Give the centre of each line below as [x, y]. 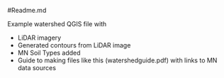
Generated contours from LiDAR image [74, 45]
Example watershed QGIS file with [57, 24]
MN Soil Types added [49, 53]
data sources [37, 68]
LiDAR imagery [39, 38]
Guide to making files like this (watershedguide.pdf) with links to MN [117, 60]
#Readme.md [27, 10]
